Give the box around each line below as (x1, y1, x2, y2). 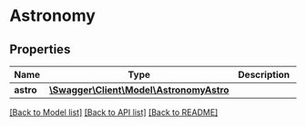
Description (238, 69, 290, 81)
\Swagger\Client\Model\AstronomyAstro (48, 83, 229, 96)
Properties (9, 42, 71, 57)
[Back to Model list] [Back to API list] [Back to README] (9, 107, 219, 118)
